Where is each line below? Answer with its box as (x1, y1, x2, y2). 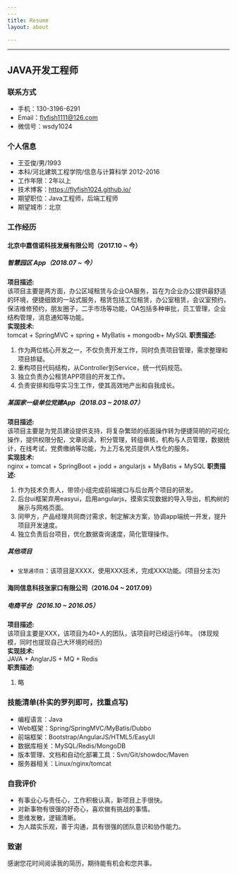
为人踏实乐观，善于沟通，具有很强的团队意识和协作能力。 (17, 822, 185, 830)
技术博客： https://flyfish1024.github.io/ (17, 185, 131, 194)
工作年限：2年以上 (17, 176, 72, 185)
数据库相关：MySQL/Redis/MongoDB (17, 741, 126, 750)
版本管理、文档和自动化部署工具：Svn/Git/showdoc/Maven (17, 750, 189, 759)
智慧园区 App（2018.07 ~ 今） (7, 258, 97, 267)
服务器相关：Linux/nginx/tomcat (17, 759, 111, 767)
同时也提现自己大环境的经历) (19, 638, 103, 647)
